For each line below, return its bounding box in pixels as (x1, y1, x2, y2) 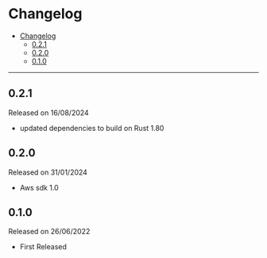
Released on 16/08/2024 (8, 108, 89, 117)
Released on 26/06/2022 (8, 227, 91, 237)
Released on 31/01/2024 (8, 168, 87, 177)
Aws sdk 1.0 (19, 183, 60, 192)
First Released (19, 242, 68, 252)
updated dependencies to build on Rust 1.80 (19, 123, 164, 133)
